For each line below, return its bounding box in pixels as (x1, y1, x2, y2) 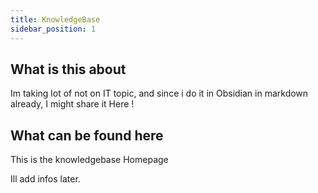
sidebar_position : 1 (10, 24, 97, 34)
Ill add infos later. (10, 173, 81, 185)
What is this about (10, 61, 127, 78)
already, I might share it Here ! (10, 98, 135, 110)
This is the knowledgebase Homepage (10, 154, 169, 166)
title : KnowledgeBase (10, 14, 101, 25)
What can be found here (10, 127, 164, 144)
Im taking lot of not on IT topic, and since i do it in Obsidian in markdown (10, 87, 309, 100)
